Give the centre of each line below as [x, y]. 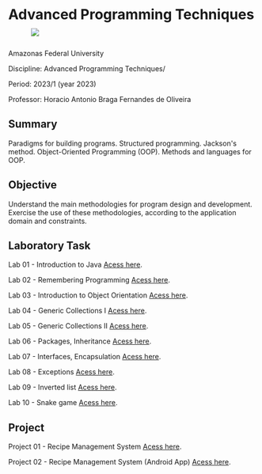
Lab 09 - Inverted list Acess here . [63, 387]
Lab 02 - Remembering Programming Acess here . [89, 280]
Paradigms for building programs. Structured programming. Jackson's [123, 143]
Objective [33, 185]
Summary [33, 124]
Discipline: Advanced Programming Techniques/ [87, 68]
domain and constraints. [47, 221]
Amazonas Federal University [56, 53]
